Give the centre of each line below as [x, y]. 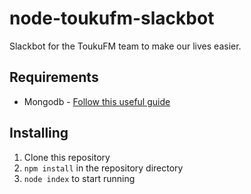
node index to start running [79, 178]
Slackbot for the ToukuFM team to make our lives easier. [125, 46]
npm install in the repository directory [103, 168]
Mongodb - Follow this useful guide [97, 101]
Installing [39, 133]
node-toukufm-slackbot [112, 18]
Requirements [54, 77]
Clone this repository [67, 157]
